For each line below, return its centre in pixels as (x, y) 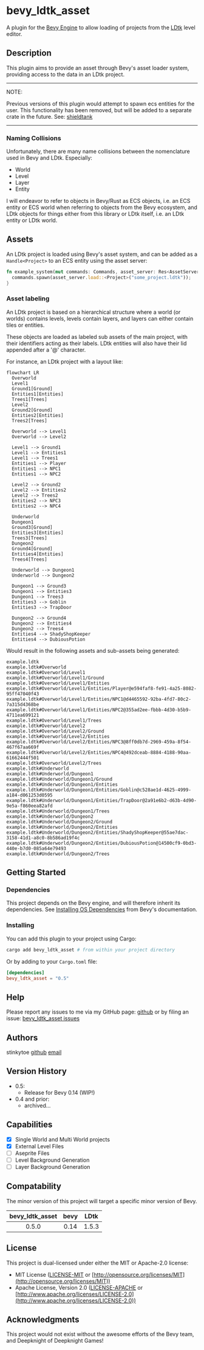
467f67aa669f (23, 747)
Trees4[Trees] (29, 559)
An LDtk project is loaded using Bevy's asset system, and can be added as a (102, 254)
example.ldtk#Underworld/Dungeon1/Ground (59, 779)
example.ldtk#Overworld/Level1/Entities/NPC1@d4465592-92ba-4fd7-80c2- (99, 699)
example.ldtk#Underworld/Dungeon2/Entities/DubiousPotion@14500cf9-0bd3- (102, 843)
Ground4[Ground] (32, 549)
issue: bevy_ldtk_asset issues (43, 1018)
